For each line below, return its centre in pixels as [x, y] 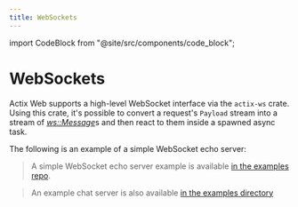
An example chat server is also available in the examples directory [152, 193]
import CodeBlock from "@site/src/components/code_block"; [122, 43]
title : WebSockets [43, 17]
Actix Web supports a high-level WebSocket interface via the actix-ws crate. [149, 103]
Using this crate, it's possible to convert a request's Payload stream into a [144, 113]
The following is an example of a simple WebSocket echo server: [128, 148]
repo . [41, 175]
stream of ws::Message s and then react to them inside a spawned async [142, 122]
